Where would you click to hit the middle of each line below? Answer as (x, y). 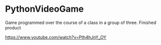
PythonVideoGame (44, 9)
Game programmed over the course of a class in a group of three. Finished (80, 22)
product (13, 27)
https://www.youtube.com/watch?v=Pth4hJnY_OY (56, 37)
